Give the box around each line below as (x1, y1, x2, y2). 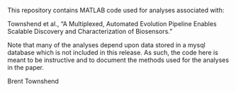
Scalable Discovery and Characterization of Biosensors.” (7, 28, 173, 35)
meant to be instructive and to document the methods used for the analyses (7, 56, 229, 64)
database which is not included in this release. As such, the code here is (7, 49, 218, 56)
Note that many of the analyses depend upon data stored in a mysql (7, 41, 206, 49)
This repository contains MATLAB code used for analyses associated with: (7, 6, 225, 14)
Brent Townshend (7, 77, 59, 85)
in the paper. (7, 63, 45, 71)
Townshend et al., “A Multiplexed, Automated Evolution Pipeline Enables (7, 20, 218, 28)
